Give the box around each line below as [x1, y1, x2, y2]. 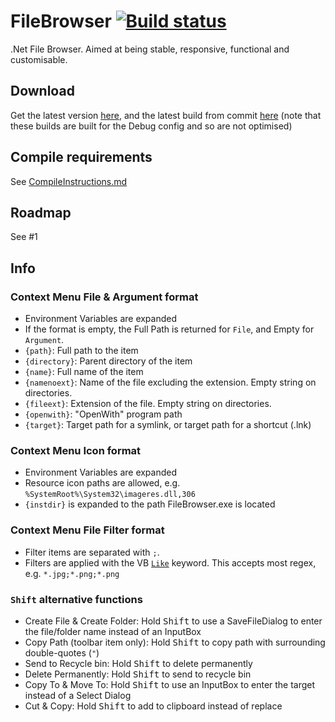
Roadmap [10, 204, 72, 221]
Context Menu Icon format [10, 443, 142, 457]
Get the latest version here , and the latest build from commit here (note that [10, 109, 322, 121]
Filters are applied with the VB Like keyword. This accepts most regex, [24, 556, 317, 569]
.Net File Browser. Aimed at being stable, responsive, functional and [10, 43, 290, 55]
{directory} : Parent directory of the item [24, 355, 193, 367]
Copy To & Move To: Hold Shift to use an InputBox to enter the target [24, 678, 316, 690]
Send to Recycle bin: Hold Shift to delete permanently [24, 657, 253, 669]
